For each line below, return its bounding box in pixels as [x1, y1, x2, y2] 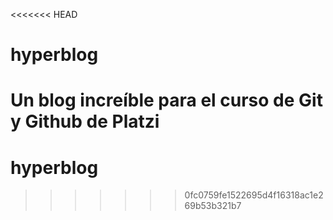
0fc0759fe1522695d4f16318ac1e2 [184, 189, 324, 201]
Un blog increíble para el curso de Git [10, 89, 323, 112]
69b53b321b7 [184, 200, 242, 212]
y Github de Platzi [10, 110, 160, 133]
